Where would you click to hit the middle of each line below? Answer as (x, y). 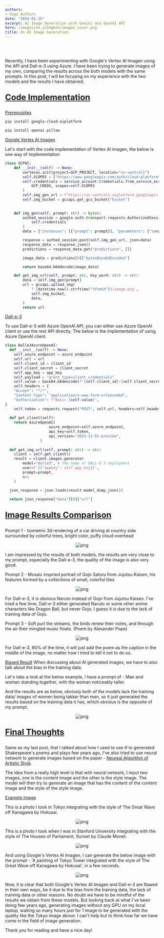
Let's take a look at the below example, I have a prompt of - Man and (74, 677)
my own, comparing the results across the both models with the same (75, 71)
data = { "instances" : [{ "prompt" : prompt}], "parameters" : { (86, 231)
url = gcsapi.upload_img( (49, 285)
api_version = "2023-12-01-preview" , (85, 436)
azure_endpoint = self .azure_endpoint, (87, 427)
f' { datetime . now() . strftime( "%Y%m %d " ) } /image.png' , (85, 289)
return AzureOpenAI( (35, 422)
